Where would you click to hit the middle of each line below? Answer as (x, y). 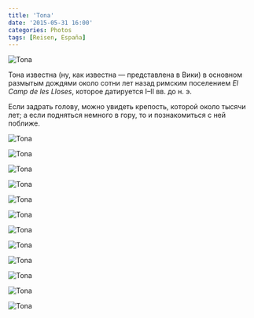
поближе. (24, 123)
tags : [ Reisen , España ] (47, 37)
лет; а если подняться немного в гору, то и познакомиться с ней (117, 115)
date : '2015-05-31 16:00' (50, 23)
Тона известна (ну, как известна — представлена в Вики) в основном (125, 75)
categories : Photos (40, 30)
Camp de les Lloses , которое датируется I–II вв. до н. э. (100, 92)
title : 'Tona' (31, 15)
